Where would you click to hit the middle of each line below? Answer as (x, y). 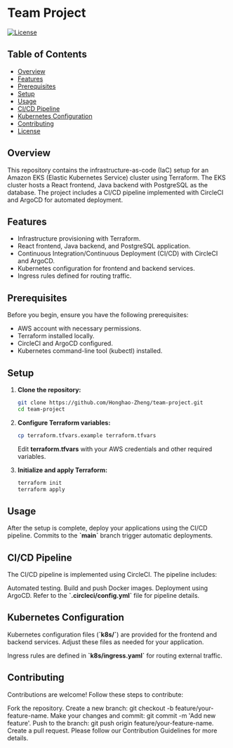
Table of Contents (47, 54)
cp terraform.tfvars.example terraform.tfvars (87, 435)
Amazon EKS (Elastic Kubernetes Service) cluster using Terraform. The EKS (116, 178)
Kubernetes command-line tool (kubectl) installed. (90, 351)
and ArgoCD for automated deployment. (65, 200)
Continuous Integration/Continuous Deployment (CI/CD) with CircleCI (118, 253)
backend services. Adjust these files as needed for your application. (106, 642)
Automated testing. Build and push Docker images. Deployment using (108, 588)
